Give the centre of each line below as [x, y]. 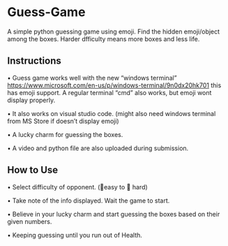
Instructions [34, 61]
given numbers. [30, 222]
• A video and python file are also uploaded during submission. [98, 148]
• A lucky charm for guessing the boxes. [65, 134]
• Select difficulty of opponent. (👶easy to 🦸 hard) [77, 187]
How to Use [33, 170]
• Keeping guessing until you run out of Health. [75, 235]
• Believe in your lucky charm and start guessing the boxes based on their [114, 214]
